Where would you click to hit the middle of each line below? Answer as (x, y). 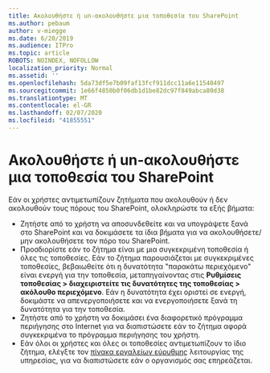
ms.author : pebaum (39, 23)
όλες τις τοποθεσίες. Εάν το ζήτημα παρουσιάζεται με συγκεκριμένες (137, 257)
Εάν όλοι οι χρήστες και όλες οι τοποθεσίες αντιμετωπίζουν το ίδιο (133, 343)
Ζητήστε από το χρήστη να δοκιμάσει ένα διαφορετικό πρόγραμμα (131, 318)
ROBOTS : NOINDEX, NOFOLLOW (53, 61)
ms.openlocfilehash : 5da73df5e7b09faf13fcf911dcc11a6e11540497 (117, 83)
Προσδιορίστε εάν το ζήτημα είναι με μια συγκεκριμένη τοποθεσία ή (134, 249)
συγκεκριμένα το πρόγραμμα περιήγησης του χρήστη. (110, 334)
